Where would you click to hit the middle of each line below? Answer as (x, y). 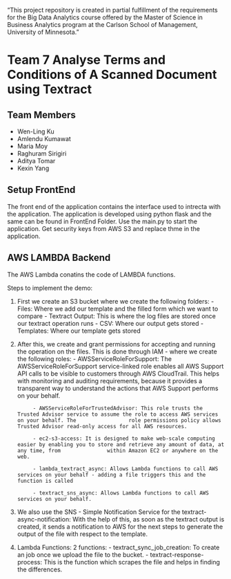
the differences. (40, 569)
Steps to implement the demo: (50, 288)
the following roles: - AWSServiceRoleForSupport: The (94, 358)
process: (30, 562)
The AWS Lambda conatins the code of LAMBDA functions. (91, 274)
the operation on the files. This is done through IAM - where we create (117, 351)
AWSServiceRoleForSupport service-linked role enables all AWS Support (120, 366)
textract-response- (177, 554)
